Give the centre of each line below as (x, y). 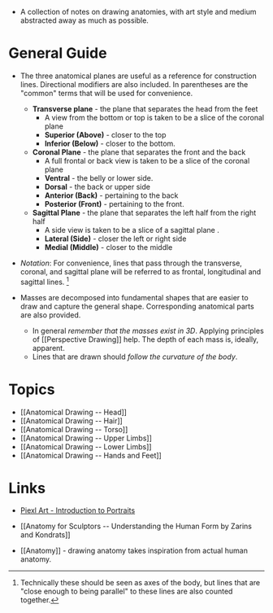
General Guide (58, 53)
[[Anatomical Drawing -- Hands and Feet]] (91, 455)
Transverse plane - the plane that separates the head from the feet (145, 108)
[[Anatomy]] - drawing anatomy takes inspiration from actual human (134, 551)
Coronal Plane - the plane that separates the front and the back (139, 152)
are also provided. (50, 315)
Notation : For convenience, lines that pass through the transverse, (131, 263)
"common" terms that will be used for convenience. (106, 93)
